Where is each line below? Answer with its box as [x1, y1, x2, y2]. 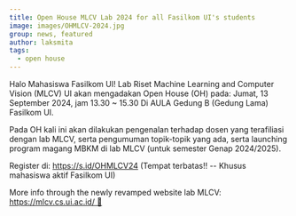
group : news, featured [9, 29, 93, 38]
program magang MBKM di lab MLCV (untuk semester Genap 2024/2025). [9, 143, 282, 154]
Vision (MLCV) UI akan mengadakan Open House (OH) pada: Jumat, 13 [9, 88, 269, 99]
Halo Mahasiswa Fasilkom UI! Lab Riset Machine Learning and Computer [9, 79, 275, 89]
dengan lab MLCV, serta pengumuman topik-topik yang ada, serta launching [9, 134, 288, 144]
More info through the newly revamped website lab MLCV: [9, 188, 222, 197]
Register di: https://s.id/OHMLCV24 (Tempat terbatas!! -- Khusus [9, 161, 246, 171]
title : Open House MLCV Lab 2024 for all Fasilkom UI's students [9, 12, 255, 22]
